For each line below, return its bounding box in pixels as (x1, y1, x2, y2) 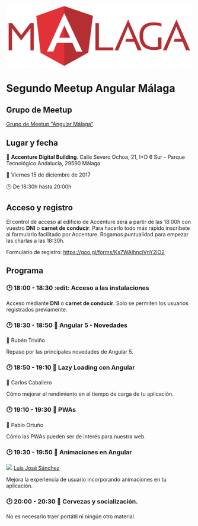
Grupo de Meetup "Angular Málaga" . (6, 121, 95, 128)
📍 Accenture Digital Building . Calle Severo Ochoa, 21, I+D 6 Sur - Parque (6, 153, 186, 161)
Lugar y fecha (6, 137, 58, 147)
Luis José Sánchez (13, 464, 60, 472)
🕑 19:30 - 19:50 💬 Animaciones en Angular (6, 448, 132, 456)
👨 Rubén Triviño (6, 337, 46, 344)
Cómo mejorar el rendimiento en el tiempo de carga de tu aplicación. (6, 390, 174, 397)
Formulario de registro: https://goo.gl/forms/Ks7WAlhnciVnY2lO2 (6, 249, 165, 256)
